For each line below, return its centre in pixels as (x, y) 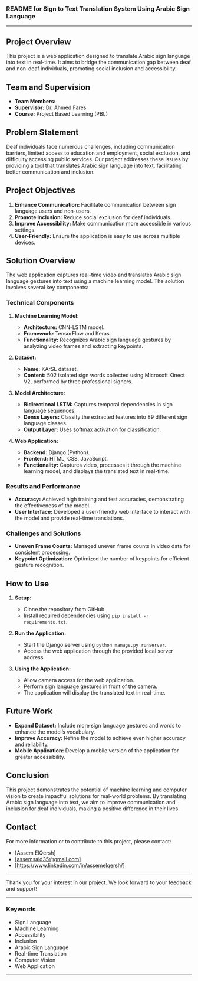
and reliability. (32, 744)
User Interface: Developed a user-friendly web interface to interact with (102, 511)
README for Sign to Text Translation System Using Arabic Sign (98, 9)
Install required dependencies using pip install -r (86, 615)
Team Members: (35, 101)
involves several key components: (47, 288)
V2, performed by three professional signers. (78, 381)
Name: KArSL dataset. (51, 369)
